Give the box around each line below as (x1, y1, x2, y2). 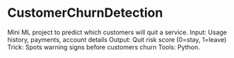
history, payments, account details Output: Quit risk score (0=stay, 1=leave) (7, 35, 227, 43)
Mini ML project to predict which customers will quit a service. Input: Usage (7, 28, 228, 36)
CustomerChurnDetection (7, 5, 163, 21)
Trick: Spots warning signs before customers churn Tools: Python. (7, 43, 200, 51)
